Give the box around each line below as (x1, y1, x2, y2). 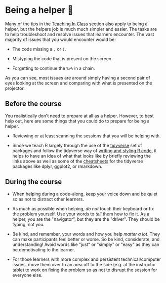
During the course (5, 178, 62, 186)
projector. (5, 85, 25, 91)
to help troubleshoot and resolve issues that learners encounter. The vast (5, 31, 154, 37)
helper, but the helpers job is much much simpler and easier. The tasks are (5, 26, 157, 32)
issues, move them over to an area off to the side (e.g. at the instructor (12, 261, 156, 267)
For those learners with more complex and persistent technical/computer (12, 256, 161, 262)
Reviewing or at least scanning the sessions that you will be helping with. (12, 133, 161, 139)
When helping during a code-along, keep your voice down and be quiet (12, 191, 158, 197)
